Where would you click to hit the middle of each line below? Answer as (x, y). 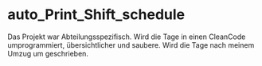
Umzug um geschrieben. (48, 53)
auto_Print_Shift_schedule (96, 15)
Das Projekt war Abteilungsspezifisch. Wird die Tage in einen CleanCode (127, 37)
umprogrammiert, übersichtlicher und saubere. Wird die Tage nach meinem (131, 45)
